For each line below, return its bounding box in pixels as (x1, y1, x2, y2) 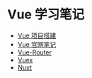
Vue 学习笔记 (7, 6, 85, 23)
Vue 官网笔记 (17, 40, 57, 48)
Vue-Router (17, 48, 52, 57)
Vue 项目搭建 (17, 31, 57, 40)
